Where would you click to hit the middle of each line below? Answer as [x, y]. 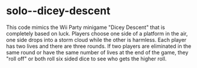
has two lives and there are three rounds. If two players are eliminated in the [99, 46]
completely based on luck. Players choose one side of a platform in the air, [97, 33]
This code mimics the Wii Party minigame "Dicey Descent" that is [86, 27]
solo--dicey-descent [58, 11]
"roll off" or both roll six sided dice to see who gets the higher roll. [86, 59]
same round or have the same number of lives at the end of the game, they [97, 52]
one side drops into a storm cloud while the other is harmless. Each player [96, 40]
